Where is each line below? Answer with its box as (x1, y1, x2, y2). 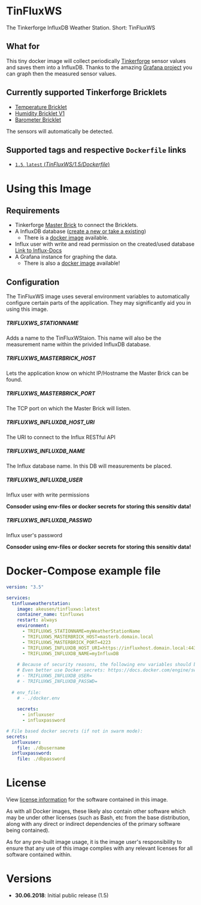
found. (6, 376, 23, 383)
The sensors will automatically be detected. (6, 128, 114, 135)
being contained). (6, 827, 50, 834)
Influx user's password (6, 531, 63, 538)
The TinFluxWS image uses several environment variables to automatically (6, 293, 190, 300)
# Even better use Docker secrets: (17, 667, 106, 673)
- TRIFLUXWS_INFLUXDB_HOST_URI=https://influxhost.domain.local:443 (22, 645, 197, 651)
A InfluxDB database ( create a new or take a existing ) (14, 228, 147, 235)
